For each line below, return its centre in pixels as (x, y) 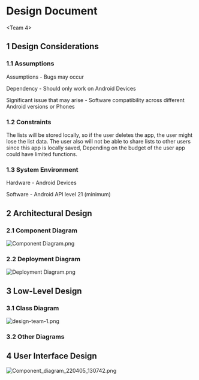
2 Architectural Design (49, 213)
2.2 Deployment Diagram (43, 259)
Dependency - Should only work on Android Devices (71, 88)
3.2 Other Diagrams (35, 336)
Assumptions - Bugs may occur (45, 77)
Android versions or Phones (40, 106)
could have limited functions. (42, 154)
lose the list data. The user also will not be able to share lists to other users (98, 141)
